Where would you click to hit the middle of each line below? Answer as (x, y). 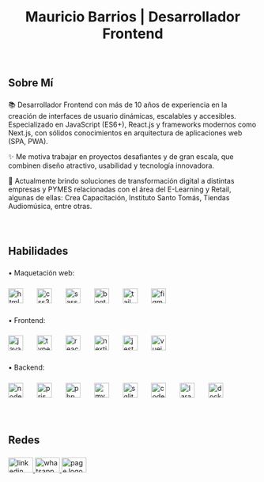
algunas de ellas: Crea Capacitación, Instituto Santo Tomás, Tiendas (119, 198)
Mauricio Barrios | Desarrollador (133, 17)
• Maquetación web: (41, 272)
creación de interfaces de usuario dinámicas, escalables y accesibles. (123, 116)
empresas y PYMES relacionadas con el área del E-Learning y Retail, (120, 189)
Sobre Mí (31, 83)
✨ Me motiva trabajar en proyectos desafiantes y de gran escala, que (121, 157)
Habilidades (38, 250)
